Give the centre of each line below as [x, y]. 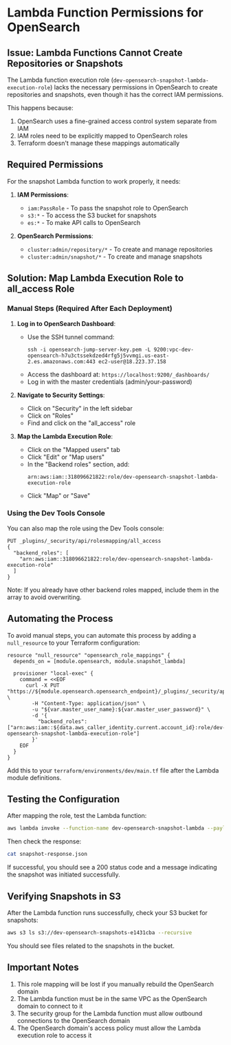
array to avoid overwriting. [44, 597]
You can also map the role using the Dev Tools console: [86, 528]
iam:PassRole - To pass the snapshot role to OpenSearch [108, 208]
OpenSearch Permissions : [55, 236]
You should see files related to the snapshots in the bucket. [91, 946]
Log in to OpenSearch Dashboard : [66, 323]
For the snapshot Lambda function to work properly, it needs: [94, 181]
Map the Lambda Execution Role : [65, 436]
